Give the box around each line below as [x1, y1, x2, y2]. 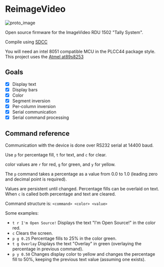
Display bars [12, 86, 38, 92]
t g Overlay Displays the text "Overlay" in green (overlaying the [12, 241, 141, 246]
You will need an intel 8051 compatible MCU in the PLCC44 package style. [5, 48, 156, 54]
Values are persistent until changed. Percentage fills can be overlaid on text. [5, 186, 160, 191]
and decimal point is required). [5, 176, 67, 182]
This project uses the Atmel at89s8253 [5, 53, 84, 60]
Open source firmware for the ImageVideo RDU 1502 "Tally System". [5, 29, 143, 35]
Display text [12, 81, 36, 87]
